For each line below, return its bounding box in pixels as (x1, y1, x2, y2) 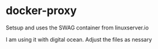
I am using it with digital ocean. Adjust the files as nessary (6, 36, 152, 43)
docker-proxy (6, 4, 77, 18)
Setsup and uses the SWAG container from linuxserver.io (6, 24, 149, 31)
